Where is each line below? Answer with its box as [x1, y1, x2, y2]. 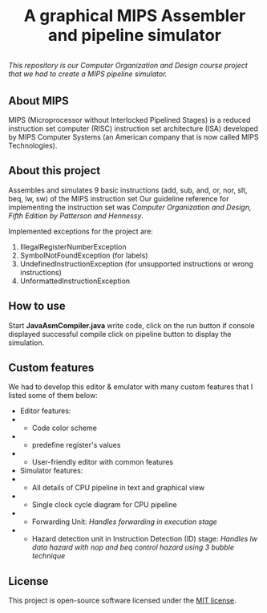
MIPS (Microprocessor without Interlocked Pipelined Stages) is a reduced [8, 116, 251, 125]
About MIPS [8, 94, 70, 108]
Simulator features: [19, 466, 83, 476]
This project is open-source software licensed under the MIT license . [8, 595, 237, 606]
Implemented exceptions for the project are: [8, 226, 154, 236]
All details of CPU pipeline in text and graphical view [31, 483, 205, 493]
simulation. [8, 338, 45, 347]
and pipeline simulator [47, 25, 222, 45]
